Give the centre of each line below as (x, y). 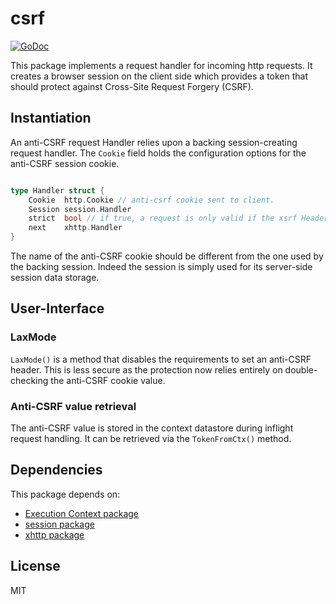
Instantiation (51, 118)
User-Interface (57, 308)
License (35, 566)
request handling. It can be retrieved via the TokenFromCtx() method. (151, 438)
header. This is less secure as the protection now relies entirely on (146, 369)
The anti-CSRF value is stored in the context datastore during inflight (152, 428)
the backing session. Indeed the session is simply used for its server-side (161, 266)
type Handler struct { (57, 190)
